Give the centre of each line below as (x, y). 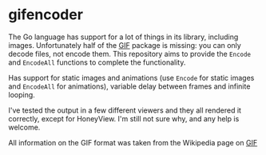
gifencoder (46, 15)
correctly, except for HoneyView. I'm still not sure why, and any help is (124, 118)
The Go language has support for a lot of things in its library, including (123, 37)
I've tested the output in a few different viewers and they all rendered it (125, 110)
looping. (22, 94)
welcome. (24, 127)
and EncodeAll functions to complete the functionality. (97, 62)
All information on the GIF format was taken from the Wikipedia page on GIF (133, 142)
